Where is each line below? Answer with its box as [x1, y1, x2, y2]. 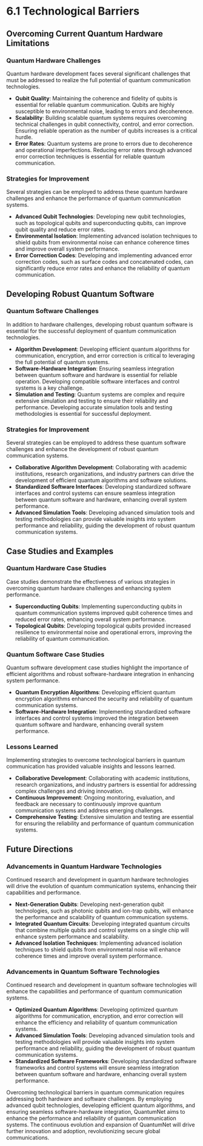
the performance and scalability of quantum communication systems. [15, 914, 189, 921]
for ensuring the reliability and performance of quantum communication [15, 820, 195, 827]
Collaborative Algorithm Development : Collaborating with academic [15, 464, 187, 471]
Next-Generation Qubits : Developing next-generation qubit [15, 901, 164, 908]
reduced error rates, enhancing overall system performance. [15, 615, 167, 623]
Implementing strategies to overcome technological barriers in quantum [6, 756, 185, 764]
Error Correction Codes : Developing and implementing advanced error [15, 252, 193, 259]
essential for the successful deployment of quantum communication [6, 327, 177, 334]
